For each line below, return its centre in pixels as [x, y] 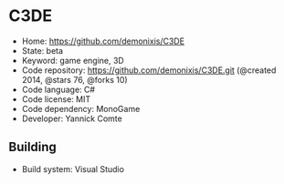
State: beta [42, 50]
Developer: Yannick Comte [72, 118]
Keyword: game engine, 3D [73, 60]
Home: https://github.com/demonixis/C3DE [103, 41]
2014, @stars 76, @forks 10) [75, 79]
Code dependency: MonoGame [81, 108]
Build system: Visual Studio [73, 169]
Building [32, 147]
